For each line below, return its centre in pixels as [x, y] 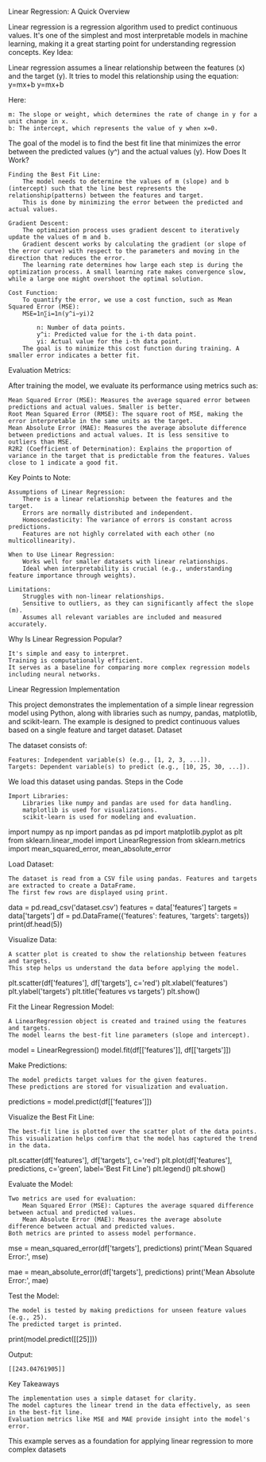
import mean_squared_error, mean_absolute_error [90, 849]
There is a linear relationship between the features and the [127, 499]
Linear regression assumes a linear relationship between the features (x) [127, 68]
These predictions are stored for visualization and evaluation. [118, 1087]
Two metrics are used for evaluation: [72, 1199]
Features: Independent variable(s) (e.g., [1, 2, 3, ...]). [110, 760]
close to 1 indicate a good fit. [64, 463]
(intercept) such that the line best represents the [97, 188]
